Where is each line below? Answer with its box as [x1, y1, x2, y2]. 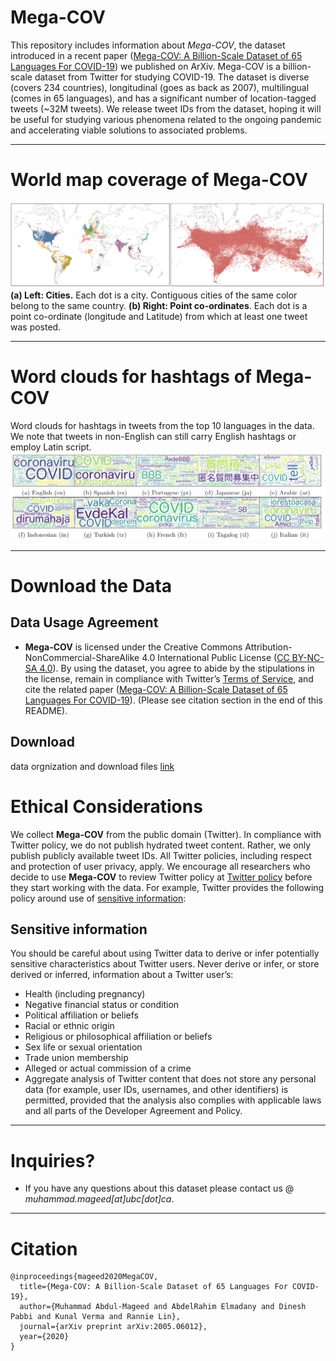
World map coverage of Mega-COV [10, 169, 308, 191]
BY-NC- [291, 651, 325, 663]
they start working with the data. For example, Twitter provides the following [10, 881, 325, 893]
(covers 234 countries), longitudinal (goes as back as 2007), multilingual [10, 81, 310, 93]
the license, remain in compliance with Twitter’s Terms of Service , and [24, 672, 314, 685]
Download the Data [10, 575, 173, 598]
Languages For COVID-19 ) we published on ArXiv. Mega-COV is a [10, 60, 281, 72]
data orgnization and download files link [10, 760, 175, 772]
